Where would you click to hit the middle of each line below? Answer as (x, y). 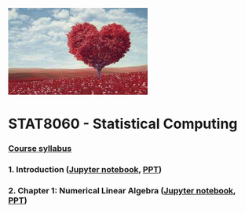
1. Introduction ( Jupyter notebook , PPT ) (85, 170)
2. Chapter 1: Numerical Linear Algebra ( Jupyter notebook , (122, 190)
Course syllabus (40, 149)
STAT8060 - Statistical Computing (123, 124)
